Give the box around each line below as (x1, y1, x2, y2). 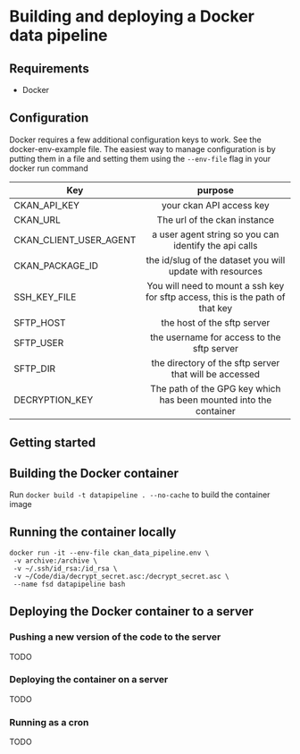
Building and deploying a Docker (9, 6, 254, 27)
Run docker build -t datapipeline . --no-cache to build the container (9, 489, 271, 500)
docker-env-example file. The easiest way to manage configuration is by (9, 143, 277, 154)
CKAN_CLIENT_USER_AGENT (13, 233, 137, 246)
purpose (196, 183, 234, 196)
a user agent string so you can (151, 228, 279, 241)
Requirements (9, 61, 89, 76)
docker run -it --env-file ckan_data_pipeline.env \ (9, 548, 210, 557)
